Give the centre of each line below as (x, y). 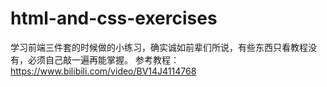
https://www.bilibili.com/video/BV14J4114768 (103, 71)
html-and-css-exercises (114, 18)
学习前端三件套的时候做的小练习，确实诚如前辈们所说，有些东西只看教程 (159, 47)
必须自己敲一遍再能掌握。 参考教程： (103, 59)
